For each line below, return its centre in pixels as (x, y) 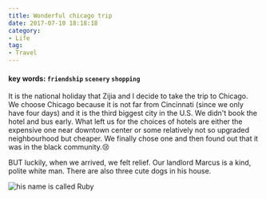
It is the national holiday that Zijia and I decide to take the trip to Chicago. (129, 96)
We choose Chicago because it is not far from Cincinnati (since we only (126, 105)
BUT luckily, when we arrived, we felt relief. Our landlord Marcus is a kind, (130, 163)
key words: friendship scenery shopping (74, 78)
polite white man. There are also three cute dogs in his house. (110, 171)
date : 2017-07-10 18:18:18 (53, 23)
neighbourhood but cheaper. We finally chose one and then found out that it (133, 139)
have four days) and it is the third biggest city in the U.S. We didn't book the (133, 113)
